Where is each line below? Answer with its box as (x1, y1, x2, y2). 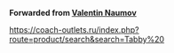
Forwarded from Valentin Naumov (9, 8, 138, 18)
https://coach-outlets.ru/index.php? (9, 25, 139, 34)
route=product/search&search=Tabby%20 (9, 34, 165, 44)
